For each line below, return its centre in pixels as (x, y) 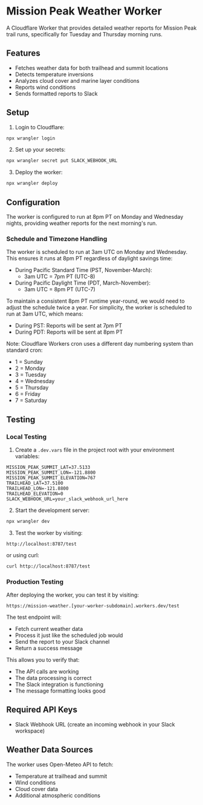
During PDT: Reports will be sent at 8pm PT (69, 332)
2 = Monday (30, 368)
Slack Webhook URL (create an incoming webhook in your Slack (95, 724)
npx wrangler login (31, 138)
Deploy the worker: (39, 172)
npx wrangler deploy (32, 183)
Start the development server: (52, 510)
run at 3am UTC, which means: (45, 314)
